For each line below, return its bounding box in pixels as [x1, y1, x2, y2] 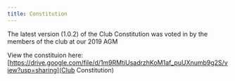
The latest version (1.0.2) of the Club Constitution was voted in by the [7, 30, 208, 38]
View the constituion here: [7, 51, 83, 59]
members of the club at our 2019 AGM [7, 37, 118, 46]
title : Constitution [7, 10, 68, 18]
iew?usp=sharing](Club [7, 66, 75, 74]
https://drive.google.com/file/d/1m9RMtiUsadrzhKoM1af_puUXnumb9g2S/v [9, 58, 229, 67]
